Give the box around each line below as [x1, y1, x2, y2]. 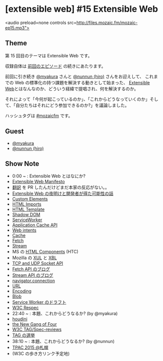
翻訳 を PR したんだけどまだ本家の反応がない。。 [12, 185, 110, 191]
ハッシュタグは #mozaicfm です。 [5, 113, 73, 119]
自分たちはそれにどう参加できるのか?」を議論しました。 [15, 102, 130, 108]
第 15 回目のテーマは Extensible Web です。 [5, 52, 93, 58]
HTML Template [12, 207, 45, 213]
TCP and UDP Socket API [12, 261, 64, 266]
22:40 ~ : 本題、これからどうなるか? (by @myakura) [12, 311, 118, 316]
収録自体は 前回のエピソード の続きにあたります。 [5, 63, 106, 69]
